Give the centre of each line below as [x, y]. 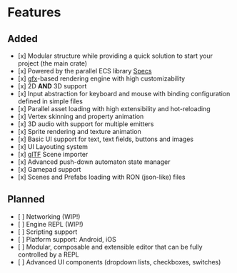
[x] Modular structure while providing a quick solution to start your [115, 56]
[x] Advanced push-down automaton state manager [94, 162]
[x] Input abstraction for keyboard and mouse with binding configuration [124, 94]
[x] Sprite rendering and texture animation [79, 132]
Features [34, 12]
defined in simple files [50, 101]
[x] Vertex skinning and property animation [81, 116]
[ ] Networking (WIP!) [49, 216]
